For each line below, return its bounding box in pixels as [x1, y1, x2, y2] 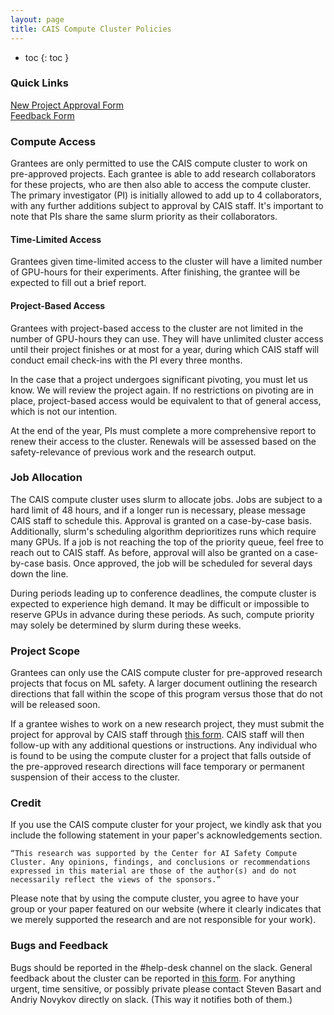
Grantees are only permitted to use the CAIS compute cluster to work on [10, 157, 308, 170]
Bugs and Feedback [10, 939, 109, 953]
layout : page [10, 14, 65, 25]
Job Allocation [10, 471, 83, 485]
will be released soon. [10, 699, 101, 711]
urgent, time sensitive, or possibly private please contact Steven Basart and [10, 982, 322, 995]
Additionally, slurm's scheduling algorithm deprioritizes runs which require [10, 525, 317, 537]
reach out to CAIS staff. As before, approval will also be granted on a [10, 546, 293, 558]
